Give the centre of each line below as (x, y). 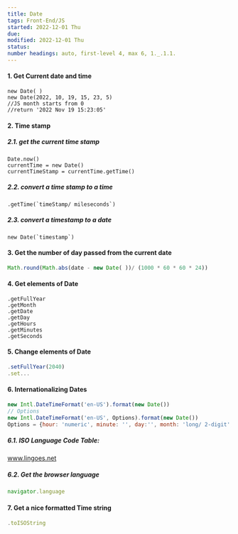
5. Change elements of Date (49, 352)
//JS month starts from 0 (45, 104)
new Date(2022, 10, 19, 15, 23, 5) (60, 98)
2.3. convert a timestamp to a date (60, 220)
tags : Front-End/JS (36, 21)
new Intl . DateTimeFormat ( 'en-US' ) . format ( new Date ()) (89, 405)
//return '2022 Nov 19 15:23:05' (57, 110)
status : (19, 47)
